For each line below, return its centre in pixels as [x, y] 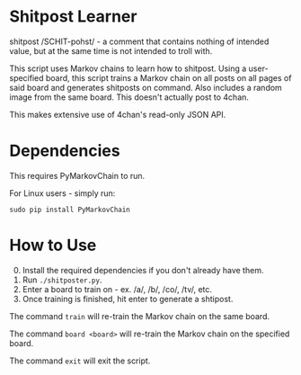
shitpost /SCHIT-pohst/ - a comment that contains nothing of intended [139, 41]
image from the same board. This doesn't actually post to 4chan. [129, 97]
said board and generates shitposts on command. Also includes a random [146, 87]
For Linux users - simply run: [62, 193]
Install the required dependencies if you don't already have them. [143, 270]
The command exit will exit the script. [80, 361]
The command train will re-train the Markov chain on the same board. [140, 316]
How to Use [53, 246]
